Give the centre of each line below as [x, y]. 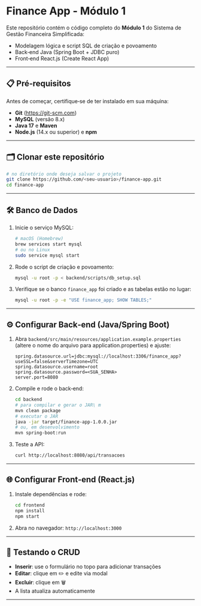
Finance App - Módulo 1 [66, 11]
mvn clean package [38, 410]
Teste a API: [30, 445]
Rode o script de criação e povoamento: [64, 267]
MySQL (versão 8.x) [40, 119]
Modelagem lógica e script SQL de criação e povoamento [86, 46]
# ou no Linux [32, 250]
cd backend [28, 400]
